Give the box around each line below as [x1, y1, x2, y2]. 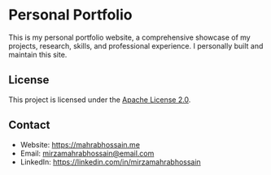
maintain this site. [8, 49, 68, 59]
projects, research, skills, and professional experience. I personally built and [8, 41, 264, 50]
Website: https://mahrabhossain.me [20, 139, 141, 149]
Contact [8, 118, 50, 132]
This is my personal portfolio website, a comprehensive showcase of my [8, 32, 251, 42]
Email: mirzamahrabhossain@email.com [20, 148, 155, 158]
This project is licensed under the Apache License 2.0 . [8, 95, 191, 105]
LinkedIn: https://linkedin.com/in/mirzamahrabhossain [20, 156, 201, 167]
